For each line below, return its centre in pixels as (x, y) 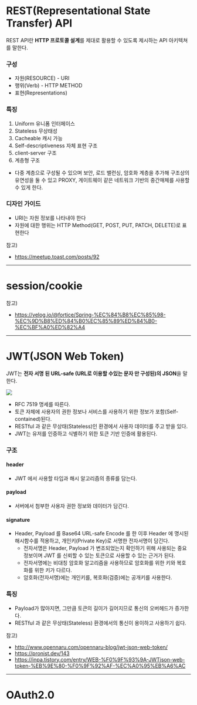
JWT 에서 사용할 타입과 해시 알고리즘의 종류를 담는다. (76, 478)
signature (18, 520)
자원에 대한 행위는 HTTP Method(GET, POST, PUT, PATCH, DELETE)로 (98, 225)
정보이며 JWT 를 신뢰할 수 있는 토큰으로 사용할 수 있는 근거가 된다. (99, 555)
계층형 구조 (27, 160)
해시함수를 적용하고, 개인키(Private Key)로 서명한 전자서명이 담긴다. (92, 541)
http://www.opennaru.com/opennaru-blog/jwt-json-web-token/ (91, 647)
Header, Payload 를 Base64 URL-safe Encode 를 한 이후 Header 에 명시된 (101, 534)
